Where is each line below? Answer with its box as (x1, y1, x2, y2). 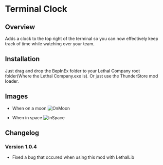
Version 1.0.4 (5, 143, 37, 150)
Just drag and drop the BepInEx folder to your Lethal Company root (5, 68, 140, 73)
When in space (12, 114, 42, 120)
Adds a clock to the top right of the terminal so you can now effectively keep (5, 36, 159, 41)
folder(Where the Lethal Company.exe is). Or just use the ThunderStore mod (5, 73, 158, 79)
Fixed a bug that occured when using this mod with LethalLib (12, 154, 135, 160)
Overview (5, 23, 36, 31)
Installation (5, 55, 40, 63)
